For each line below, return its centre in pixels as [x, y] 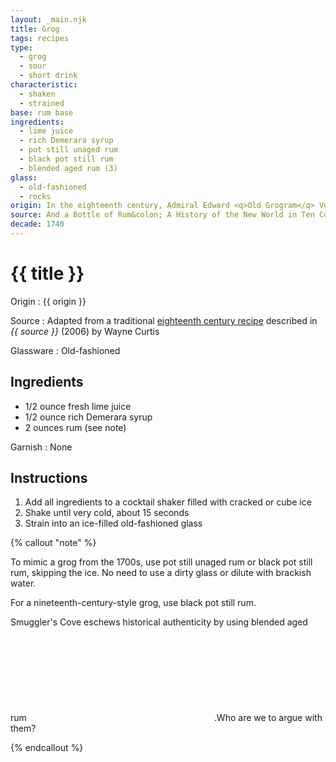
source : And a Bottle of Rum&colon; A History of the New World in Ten [162, 215]
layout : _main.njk [48, 19]
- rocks [35, 196]
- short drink [48, 76]
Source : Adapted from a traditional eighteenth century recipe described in [164, 320]
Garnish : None [41, 447]
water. [23, 583]
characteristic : [44, 85]
